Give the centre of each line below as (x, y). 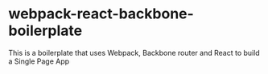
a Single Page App (39, 61)
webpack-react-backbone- (101, 14)
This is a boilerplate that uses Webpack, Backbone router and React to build (134, 53)
